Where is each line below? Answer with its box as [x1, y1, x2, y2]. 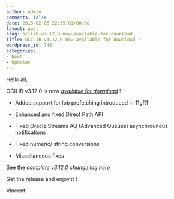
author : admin [6, 8, 42, 15]
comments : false [6, 14, 47, 20]
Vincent [6, 187, 26, 194]
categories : [6, 48, 36, 54]
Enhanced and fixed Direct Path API [14, 111, 103, 118]
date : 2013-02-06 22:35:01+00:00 [6, 20, 90, 26]
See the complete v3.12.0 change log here [6, 164, 110, 171]
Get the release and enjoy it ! [6, 175, 77, 182]
